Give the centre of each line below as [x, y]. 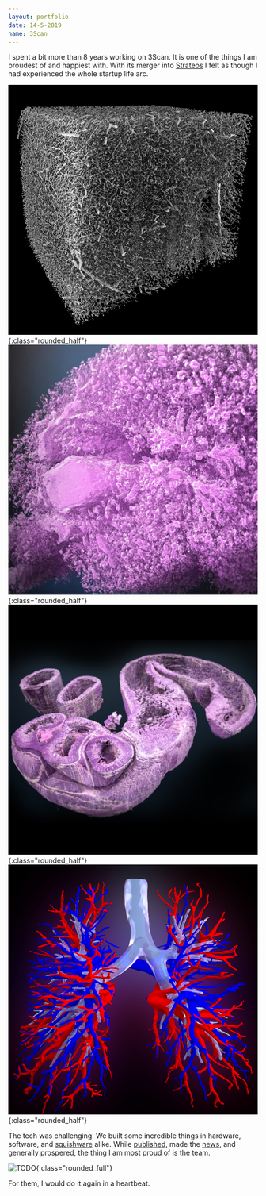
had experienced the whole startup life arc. [78, 74]
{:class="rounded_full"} [74, 1168]
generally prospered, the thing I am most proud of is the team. [110, 1153]
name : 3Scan [28, 33]
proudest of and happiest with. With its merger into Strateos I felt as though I [133, 65]
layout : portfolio [38, 17]
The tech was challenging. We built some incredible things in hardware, [125, 1136]
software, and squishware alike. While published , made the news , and [122, 1144]
